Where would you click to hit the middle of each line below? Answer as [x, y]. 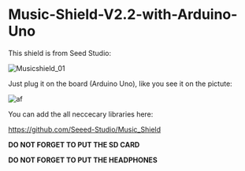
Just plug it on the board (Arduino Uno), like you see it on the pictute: [120, 84]
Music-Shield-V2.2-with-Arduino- [123, 15]
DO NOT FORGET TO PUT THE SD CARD [74, 144]
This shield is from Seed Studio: [60, 53]
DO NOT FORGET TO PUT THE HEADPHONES [83, 160]
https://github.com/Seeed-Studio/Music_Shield [85, 129]
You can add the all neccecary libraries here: [81, 114]
